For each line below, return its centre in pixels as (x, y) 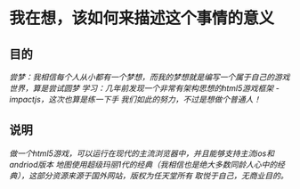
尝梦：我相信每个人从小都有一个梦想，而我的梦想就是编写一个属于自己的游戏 (150, 77)
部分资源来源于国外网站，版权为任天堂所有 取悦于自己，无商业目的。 (162, 176)
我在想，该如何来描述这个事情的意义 (142, 18)
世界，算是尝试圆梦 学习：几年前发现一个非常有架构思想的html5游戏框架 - (145, 88)
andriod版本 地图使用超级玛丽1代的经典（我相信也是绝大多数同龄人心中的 (143, 164)
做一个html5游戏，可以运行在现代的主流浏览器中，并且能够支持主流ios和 (142, 153)
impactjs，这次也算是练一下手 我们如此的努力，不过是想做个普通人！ (135, 99)
